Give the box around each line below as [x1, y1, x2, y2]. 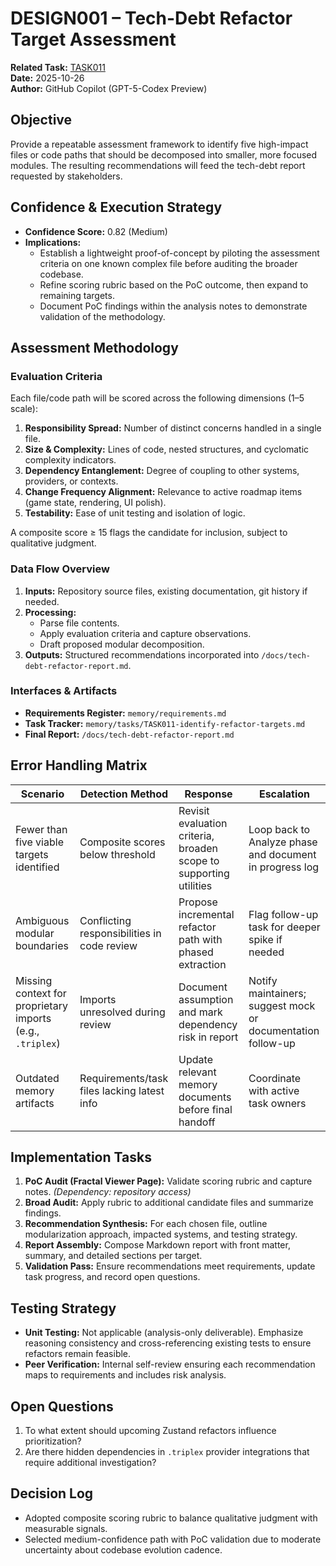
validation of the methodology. [39, 310, 166, 322]
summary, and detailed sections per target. [24, 1250, 203, 1262]
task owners [248, 1096, 307, 1110]
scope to [178, 853, 220, 867]
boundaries [15, 938, 69, 952]
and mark [178, 1005, 223, 1019]
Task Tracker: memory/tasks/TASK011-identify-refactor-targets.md [24, 717, 306, 729]
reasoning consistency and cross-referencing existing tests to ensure [24, 1337, 312, 1349]
